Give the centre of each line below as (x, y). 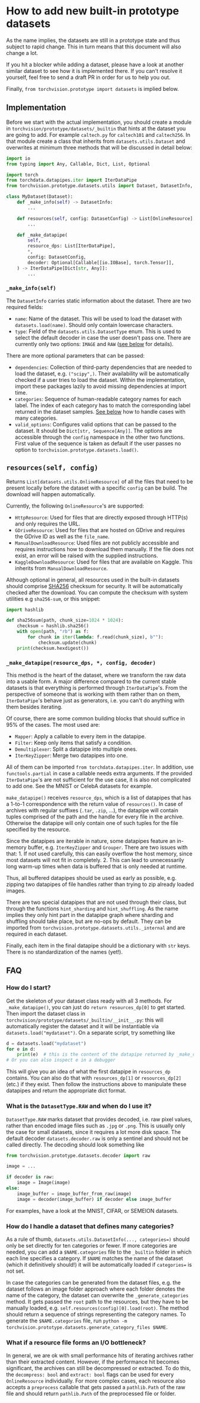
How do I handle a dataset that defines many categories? (90, 1226)
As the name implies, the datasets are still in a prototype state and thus (93, 40)
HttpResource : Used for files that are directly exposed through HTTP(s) (101, 517)
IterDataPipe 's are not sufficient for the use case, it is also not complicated (99, 780)
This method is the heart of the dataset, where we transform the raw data (96, 675)
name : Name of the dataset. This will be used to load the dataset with (99, 319)
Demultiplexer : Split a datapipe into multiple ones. (76, 749)
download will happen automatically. (51, 494)
